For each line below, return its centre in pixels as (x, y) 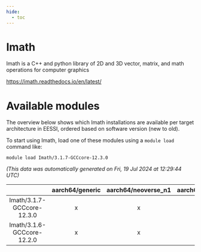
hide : (13, 12)
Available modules (53, 106)
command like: (24, 147)
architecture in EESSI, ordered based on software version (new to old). (93, 129)
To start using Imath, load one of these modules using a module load (90, 140)
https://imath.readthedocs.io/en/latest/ (54, 82)
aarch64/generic (76, 190)
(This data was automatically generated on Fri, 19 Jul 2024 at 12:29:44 (94, 169)
